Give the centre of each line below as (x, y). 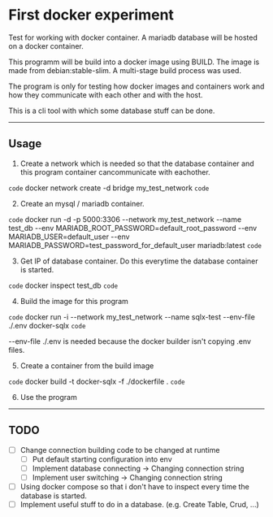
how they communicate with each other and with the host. (106, 94)
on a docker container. (46, 46)
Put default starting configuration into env (102, 459)
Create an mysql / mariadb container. (82, 203)
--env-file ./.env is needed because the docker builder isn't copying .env (130, 341)
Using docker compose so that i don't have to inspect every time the (134, 486)
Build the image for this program (74, 301)
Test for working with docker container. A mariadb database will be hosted (133, 37)
